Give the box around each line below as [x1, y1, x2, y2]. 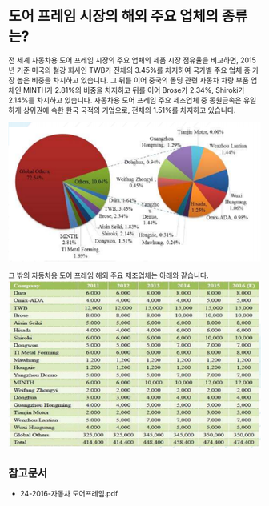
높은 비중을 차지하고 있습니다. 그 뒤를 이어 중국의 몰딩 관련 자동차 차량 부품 [16, 75, 250, 85]
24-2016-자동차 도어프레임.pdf [19, 489, 118, 499]
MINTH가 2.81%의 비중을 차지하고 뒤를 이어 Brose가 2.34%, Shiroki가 [22, 85, 246, 94]
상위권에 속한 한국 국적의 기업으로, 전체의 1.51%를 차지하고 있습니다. [22, 105, 236, 114]
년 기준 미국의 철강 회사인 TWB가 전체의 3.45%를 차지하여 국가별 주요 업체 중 [8, 65, 251, 74]
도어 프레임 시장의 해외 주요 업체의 [8, 7, 219, 26]
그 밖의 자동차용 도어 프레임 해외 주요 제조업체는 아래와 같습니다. [8, 270, 210, 280]
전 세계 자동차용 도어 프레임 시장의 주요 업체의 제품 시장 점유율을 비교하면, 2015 [8, 55, 256, 65]
